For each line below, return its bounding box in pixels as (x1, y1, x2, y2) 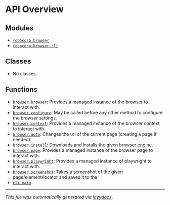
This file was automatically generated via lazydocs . (5, 194, 113, 200)
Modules (5, 24, 34, 32)
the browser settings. (12, 115, 57, 121)
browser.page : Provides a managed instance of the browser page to (12, 147, 153, 153)
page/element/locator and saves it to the (12, 174, 98, 180)
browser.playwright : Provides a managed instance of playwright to (12, 158, 152, 164)
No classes (12, 70, 36, 76)
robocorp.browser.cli (12, 44, 58, 49)
